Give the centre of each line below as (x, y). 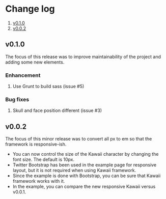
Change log (30, 9)
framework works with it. (39, 181)
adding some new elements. (35, 62)
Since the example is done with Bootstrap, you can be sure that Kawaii (87, 176)
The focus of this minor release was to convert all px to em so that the (79, 139)
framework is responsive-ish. (36, 144)
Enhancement (23, 75)
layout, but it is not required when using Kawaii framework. (74, 170)
